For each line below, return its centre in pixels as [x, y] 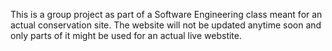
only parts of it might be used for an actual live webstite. [126, 35]
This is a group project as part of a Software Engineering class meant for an [166, 14]
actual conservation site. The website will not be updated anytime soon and [166, 25]
